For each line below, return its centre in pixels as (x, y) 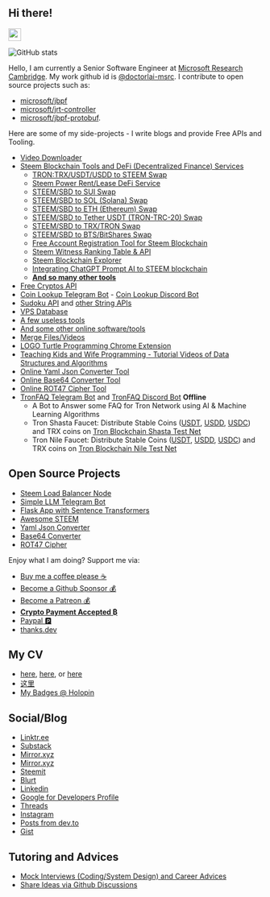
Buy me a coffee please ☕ (63, 576)
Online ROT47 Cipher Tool (63, 388)
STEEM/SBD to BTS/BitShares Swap (92, 234)
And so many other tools (74, 277)
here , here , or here (51, 674)
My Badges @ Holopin (57, 692)
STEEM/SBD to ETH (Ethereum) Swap (95, 209)
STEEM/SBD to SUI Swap (74, 192)
